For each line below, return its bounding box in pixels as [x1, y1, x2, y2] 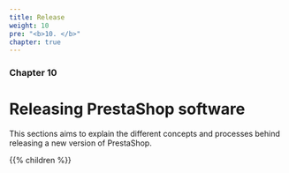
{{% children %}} [9, 155, 72, 166]
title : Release [9, 12, 65, 22]
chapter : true [9, 37, 62, 47]
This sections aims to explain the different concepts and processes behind [9, 129, 281, 139]
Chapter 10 [9, 67, 57, 79]
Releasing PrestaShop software [9, 99, 246, 119]
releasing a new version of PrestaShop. [9, 138, 152, 148]
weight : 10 [9, 21, 49, 30]
